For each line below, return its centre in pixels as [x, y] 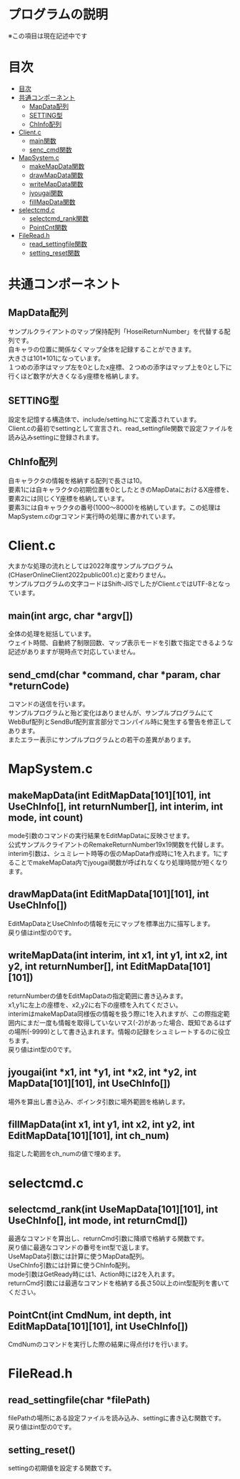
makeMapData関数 [57, 166]
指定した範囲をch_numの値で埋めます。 [66, 1154]
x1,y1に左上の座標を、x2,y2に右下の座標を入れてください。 [95, 1005]
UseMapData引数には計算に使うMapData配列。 [78, 1256]
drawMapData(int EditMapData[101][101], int [109, 894]
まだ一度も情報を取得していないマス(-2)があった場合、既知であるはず [129, 1022]
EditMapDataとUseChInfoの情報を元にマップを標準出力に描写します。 [111, 923]
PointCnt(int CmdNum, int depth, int [90, 1315]
